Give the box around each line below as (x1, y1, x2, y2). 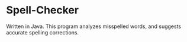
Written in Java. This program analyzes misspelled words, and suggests (6, 23, 182, 30)
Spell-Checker (6, 3, 79, 17)
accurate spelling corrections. (6, 29, 79, 36)
